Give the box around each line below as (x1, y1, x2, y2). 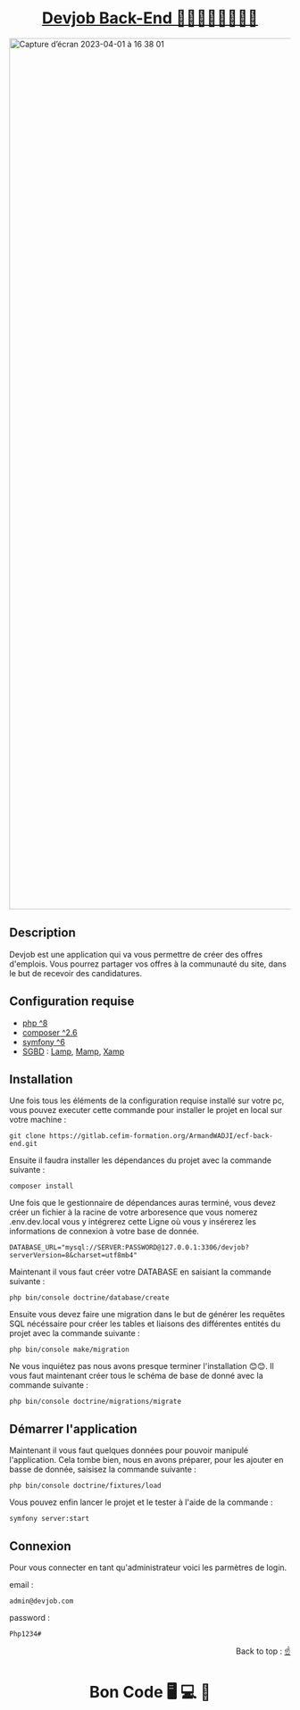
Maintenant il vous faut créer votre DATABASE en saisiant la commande (9, 1266, 272, 1277)
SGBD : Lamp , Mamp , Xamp (21, 1046, 125, 1057)
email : (9, 1580, 34, 1590)
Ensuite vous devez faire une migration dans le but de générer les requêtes (9, 1309, 286, 1320)
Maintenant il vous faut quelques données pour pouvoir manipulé (9, 1445, 249, 1456)
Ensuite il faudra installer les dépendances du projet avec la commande (9, 1155, 272, 1166)
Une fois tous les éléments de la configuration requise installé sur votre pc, (9, 1095, 285, 1106)
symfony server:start (9, 1515, 90, 1523)
